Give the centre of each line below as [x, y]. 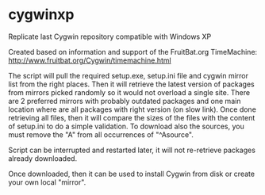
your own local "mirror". [47, 182]
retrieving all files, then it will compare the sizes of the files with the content [132, 117]
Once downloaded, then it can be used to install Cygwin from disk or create [132, 174]
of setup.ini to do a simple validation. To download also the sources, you [126, 126]
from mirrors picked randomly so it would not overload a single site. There [129, 92]
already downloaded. [43, 158]
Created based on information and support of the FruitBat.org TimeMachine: [133, 52]
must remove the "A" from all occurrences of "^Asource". [101, 134]
